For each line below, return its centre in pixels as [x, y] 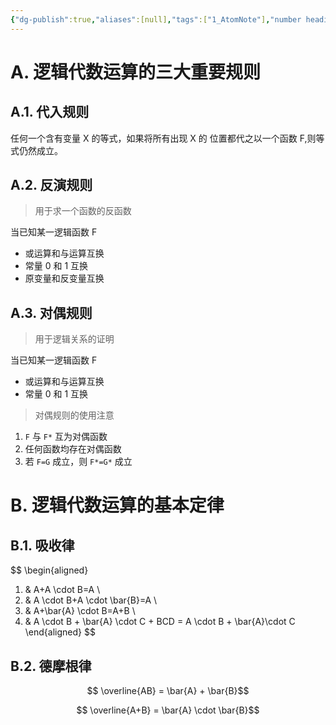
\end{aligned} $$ [60, 632]
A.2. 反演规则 [51, 185]
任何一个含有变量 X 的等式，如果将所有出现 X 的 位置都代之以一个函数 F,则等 [167, 138]
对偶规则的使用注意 [74, 415]
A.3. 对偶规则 [51, 312]
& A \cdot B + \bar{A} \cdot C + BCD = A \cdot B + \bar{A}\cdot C [160, 622]
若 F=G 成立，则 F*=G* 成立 [78, 462]
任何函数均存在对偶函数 [73, 449]
